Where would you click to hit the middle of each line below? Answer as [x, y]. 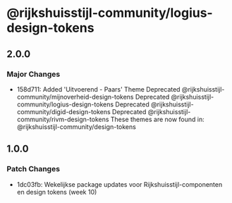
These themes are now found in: [158, 119]
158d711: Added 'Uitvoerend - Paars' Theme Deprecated [98, 89]
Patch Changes [33, 169]
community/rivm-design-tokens [63, 119]
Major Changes [33, 74]
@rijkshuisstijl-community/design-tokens [77, 127]
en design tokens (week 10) [57, 192]
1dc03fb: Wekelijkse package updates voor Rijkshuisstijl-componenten [120, 184]
